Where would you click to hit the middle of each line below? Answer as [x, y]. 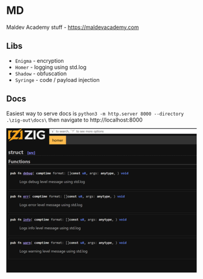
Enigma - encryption [40, 60]
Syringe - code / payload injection [57, 80]
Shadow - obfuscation [41, 74]
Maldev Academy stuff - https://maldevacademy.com [72, 27]
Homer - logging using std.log [50, 67]
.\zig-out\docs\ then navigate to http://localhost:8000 [75, 120]
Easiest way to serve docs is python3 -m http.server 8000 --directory [95, 113]
